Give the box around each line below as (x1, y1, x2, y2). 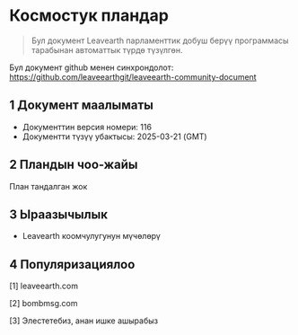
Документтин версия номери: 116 (22, 121, 153, 132)
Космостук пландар (9, 5, 169, 26)
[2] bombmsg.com (9, 298, 78, 309)
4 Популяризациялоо (9, 257, 136, 272)
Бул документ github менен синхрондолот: (9, 62, 174, 73)
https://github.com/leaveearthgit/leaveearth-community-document (9, 71, 258, 82)
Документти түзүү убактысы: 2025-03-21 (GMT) (22, 131, 208, 142)
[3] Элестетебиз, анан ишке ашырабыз (9, 315, 159, 326)
